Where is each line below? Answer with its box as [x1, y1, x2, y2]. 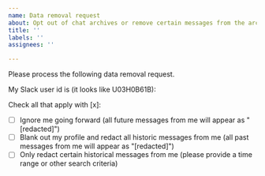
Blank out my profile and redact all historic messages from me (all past [19, 133, 249, 142]
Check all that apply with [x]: [8, 100, 101, 110]
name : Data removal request [8, 11, 101, 20]
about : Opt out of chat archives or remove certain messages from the [8, 19, 245, 27]
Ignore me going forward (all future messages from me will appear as [19, 115, 245, 125]
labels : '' [8, 33, 44, 42]
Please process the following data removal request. [8, 69, 175, 79]
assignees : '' [8, 41, 55, 49]
